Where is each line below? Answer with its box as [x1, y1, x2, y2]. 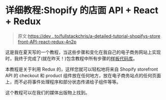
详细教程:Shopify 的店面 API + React [5, 5, 158, 16]
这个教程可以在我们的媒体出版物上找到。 [5, 89, 90, 95]
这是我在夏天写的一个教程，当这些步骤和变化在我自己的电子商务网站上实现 [5, 49, 161, 55]
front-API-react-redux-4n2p [17, 38, 77, 44]
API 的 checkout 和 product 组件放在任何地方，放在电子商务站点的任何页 [5, 72, 157, 78]
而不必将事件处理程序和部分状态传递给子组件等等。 [14, 79, 121, 85]
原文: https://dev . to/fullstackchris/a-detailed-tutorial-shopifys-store [17, 33, 161, 39]
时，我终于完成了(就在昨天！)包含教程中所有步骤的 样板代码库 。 [5, 55, 138, 61]
